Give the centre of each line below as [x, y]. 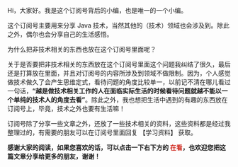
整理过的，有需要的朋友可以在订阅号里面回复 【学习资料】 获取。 [102, 132]
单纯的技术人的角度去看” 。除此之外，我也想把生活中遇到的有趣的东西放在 [120, 100]
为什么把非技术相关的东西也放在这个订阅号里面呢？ [82, 49]
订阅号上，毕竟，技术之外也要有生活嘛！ [66, 109]
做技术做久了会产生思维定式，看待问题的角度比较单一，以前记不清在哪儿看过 [119, 82]
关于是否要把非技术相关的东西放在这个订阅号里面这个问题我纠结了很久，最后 [119, 64]
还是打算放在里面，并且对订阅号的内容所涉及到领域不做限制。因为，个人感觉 [119, 73]
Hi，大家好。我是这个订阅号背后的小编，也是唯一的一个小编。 [97, 10]
